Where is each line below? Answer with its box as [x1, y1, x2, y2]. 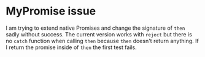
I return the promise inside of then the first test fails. [6, 44, 137, 51]
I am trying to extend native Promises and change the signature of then [6, 24, 185, 32]
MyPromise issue [6, 4, 96, 18]
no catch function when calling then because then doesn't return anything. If [6, 37, 199, 44]
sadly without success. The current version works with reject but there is [6, 30, 193, 38]
